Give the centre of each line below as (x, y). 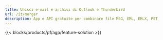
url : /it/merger (21, 14)
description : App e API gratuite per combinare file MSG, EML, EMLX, (77, 19)
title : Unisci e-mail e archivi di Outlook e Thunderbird (65, 10)
